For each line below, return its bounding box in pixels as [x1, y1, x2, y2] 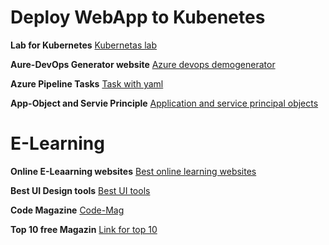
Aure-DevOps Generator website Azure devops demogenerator [10, 58, 276, 70]
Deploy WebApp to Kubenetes [10, 6, 266, 29]
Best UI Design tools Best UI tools [10, 184, 151, 196]
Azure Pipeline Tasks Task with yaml [10, 77, 164, 90]
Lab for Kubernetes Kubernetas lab [10, 39, 158, 51]
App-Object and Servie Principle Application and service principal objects [10, 97, 319, 109]
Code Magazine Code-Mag [10, 204, 125, 216]
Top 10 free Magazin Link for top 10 [10, 223, 158, 235]
